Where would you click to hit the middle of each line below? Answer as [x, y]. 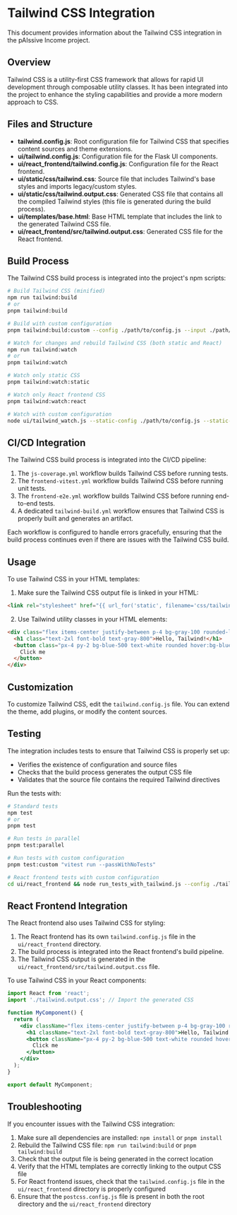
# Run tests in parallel [44, 839]
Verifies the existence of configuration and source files [97, 765]
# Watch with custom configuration [60, 414]
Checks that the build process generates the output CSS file [105, 772]
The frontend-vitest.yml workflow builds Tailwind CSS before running [120, 481]
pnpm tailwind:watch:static [49, 382]
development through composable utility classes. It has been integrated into [117, 87]
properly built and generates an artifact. [75, 518]
